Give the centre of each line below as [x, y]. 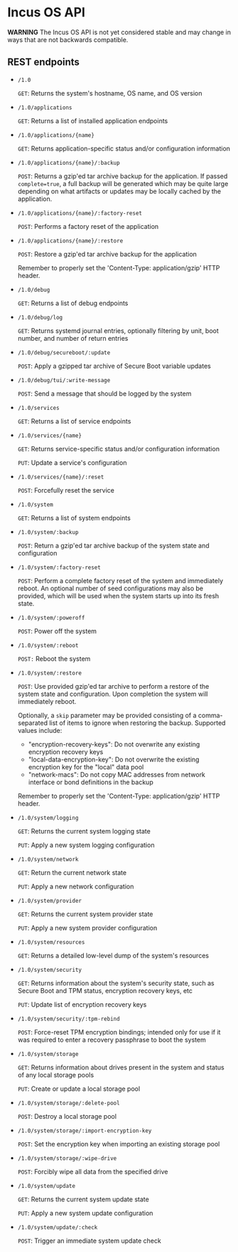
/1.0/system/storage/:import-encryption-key [85, 1131]
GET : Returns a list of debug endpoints [73, 303]
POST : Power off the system [57, 631]
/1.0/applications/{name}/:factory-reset [80, 213]
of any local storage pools [56, 1074]
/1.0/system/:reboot [48, 645]
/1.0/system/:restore [49, 673]
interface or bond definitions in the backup [91, 782]
